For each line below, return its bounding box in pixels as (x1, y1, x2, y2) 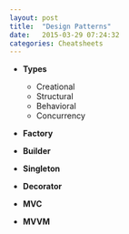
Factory (22, 128, 54, 139)
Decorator (22, 181, 62, 192)
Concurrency (35, 110, 86, 121)
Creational (35, 81, 75, 92)
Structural (35, 91, 74, 102)
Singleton (22, 163, 61, 174)
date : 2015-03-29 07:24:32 (9, 30, 120, 39)
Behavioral (35, 101, 77, 112)
